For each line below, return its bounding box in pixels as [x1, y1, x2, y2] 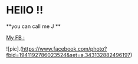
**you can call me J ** [6, 23, 61, 30]
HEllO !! [6, 3, 44, 17]
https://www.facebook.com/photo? [22, 45, 107, 52]
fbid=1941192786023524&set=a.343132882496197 [6, 51, 131, 58]
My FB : [6, 34, 25, 41]
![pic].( [6, 45, 22, 52]
